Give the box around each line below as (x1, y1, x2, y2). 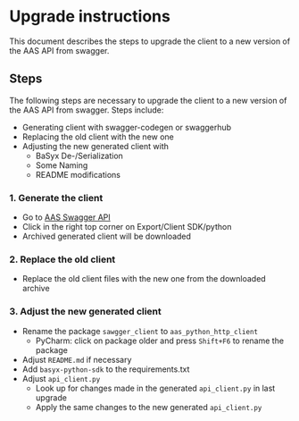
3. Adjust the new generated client (9, 306, 162, 318)
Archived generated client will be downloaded (21, 231, 192, 242)
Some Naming (35, 159, 88, 171)
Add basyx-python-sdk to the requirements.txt (21, 364, 190, 375)
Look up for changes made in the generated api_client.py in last (35, 383, 276, 393)
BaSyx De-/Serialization (35, 150, 123, 161)
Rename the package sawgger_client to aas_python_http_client (21, 325, 259, 336)
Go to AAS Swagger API (21, 212, 112, 223)
